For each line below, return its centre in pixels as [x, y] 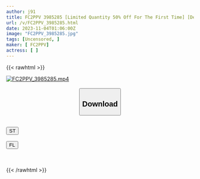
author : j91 [21, 12]
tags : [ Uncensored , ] [33, 39]
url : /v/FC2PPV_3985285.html [42, 23]
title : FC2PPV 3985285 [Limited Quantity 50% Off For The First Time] [96, 17]
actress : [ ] [22, 51]
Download [100, 104]
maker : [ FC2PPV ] [28, 45]
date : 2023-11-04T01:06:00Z [41, 28]
